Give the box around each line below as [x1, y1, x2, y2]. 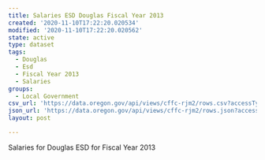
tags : [8, 48, 26, 56]
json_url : [8, 107, 41, 115]
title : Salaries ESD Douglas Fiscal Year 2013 [8, 11, 164, 20]
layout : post [8, 114, 51, 122]
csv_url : [8, 99, 37, 107]
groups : [8, 84, 34, 93]
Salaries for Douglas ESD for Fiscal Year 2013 [8, 143, 156, 152]
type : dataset [8, 41, 55, 49]
